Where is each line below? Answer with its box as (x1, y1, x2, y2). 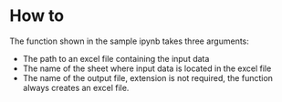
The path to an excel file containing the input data (22, 53, 210, 64)
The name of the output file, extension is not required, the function (22, 72, 274, 83)
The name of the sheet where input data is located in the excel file (22, 63, 272, 74)
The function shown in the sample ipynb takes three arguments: (9, 36, 249, 46)
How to (9, 5, 65, 26)
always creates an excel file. (22, 82, 130, 93)
